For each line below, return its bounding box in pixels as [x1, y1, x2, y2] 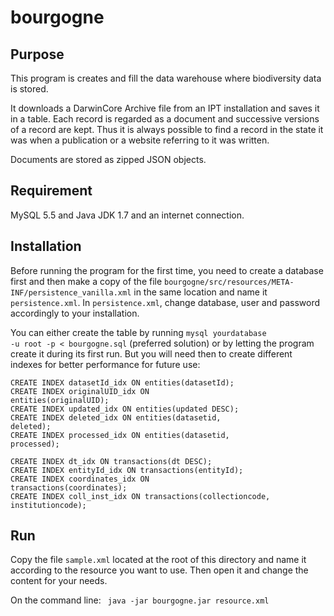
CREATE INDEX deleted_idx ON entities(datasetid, [10, 412, 222, 423]
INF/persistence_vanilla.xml [10, 287, 132, 298]
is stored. [10, 83, 49, 95]
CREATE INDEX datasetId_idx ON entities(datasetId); [10, 377, 235, 388]
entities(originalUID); [10, 395, 110, 405]
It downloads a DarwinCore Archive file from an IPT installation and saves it [10, 102, 320, 114]
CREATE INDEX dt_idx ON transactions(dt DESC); [10, 456, 213, 466]
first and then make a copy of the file [10, 275, 163, 287]
